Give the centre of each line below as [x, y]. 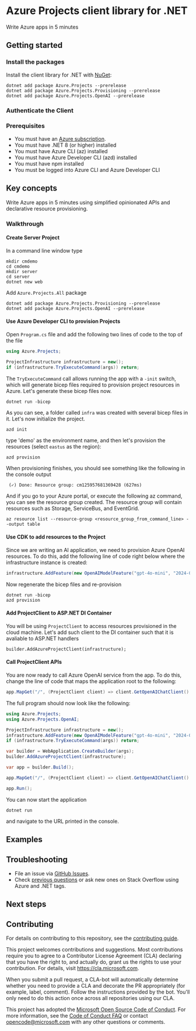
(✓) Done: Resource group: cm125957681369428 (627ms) [75, 485]
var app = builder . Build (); [40, 767]
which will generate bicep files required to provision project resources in [93, 385]
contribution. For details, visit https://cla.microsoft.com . [73, 968]
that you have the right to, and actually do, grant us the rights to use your [94, 962]
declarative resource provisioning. [47, 208]
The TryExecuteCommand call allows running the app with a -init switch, [91, 378]
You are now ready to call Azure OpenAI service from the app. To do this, [94, 675]
